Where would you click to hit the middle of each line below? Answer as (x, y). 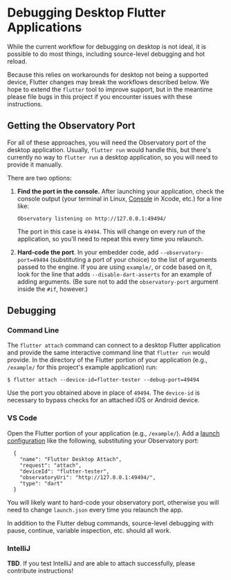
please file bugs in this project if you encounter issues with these (100, 96)
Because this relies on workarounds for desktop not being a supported (108, 75)
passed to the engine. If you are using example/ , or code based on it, (114, 267)
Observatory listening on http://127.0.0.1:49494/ (92, 218)
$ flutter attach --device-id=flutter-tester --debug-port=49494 (103, 380)
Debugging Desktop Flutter (86, 13)
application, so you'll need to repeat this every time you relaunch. (110, 238)
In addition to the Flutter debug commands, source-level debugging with (110, 523)
